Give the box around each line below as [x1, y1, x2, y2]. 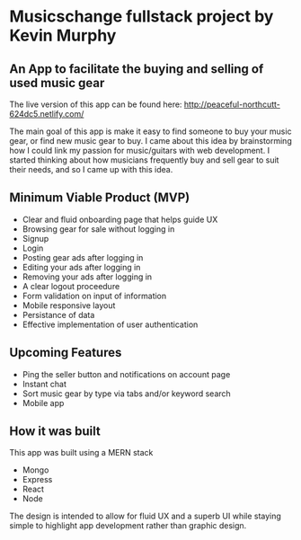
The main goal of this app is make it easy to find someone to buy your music [9, 126, 292, 137]
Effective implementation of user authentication [22, 319, 199, 330]
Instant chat [22, 378, 67, 389]
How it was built [9, 424, 101, 439]
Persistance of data [22, 309, 95, 320]
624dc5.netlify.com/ [9, 109, 84, 119]
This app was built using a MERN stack [9, 447, 154, 458]
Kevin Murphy [9, 25, 117, 46]
